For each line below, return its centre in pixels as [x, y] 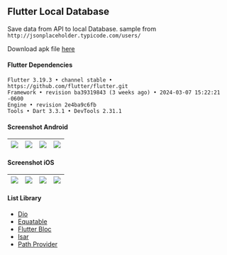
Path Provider [38, 244]
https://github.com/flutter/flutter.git [68, 87]
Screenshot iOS [31, 162]
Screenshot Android [38, 126]
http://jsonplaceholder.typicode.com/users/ [74, 36]
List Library [24, 198]
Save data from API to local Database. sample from [82, 28]
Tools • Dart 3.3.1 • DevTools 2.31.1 [65, 112]
